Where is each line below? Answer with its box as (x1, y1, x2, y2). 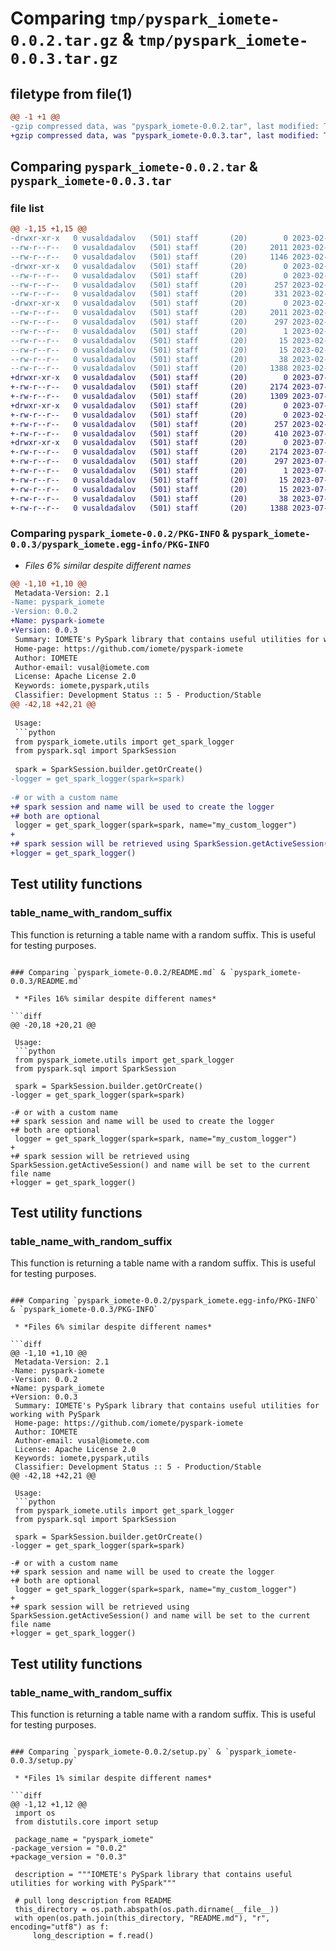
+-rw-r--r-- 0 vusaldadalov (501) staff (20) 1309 (10, 392, 288, 402)
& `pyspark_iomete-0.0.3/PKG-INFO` (10, 1305, 159, 1315)
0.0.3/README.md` (10, 976, 83, 986)
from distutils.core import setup (14, 1817, 159, 1827)
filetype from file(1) (10, 85, 133, 102)
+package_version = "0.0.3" (10, 1852, 128, 1862)
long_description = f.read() (32, 1931, 155, 1941)
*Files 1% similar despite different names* (23, 1773, 213, 1784)
